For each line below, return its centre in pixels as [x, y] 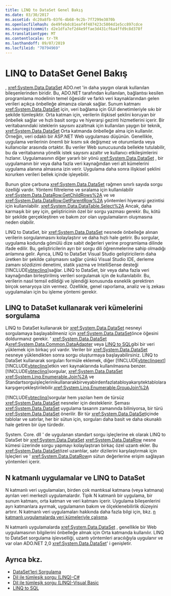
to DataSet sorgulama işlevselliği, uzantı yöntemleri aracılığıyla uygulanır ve [84, 538]
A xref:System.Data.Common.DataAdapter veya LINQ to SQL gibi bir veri [80, 344]
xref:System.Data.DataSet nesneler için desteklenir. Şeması [68, 403]
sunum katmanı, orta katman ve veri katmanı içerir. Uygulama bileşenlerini [83, 501]
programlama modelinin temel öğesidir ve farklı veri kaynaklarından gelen [82, 98]
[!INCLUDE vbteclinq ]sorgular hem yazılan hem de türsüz [65, 398]
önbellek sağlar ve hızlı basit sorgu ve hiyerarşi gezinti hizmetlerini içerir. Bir [85, 120]
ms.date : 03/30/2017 [27, 15]
